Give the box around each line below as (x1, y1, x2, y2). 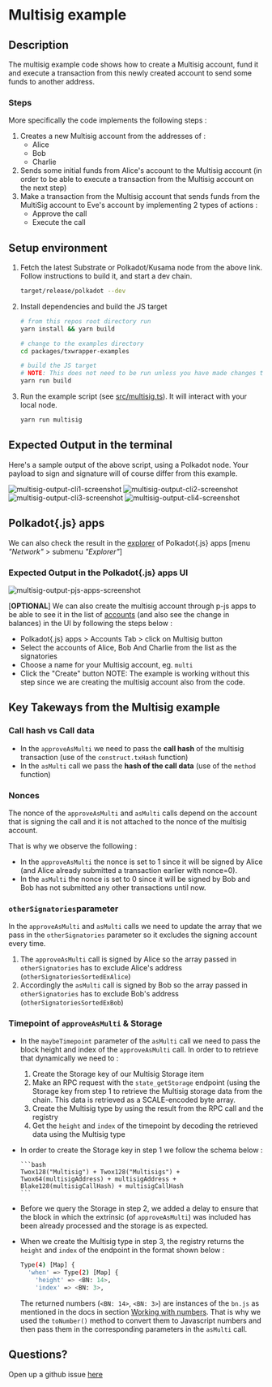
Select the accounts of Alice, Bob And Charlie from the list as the (19, 642, 237, 652)
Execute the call (32, 218, 87, 227)
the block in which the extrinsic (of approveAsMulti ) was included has (19, 1212, 252, 1222)
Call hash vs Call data (8, 725, 95, 737)
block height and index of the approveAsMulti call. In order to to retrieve (19, 1045, 259, 1055)
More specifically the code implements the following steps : (8, 115, 207, 125)
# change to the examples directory (19, 339, 144, 348)
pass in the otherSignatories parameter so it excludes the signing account (8, 930, 257, 940)
